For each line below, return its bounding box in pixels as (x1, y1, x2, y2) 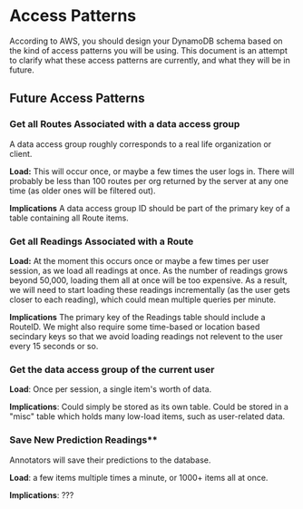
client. (9, 148, 33, 159)
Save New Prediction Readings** (9, 434, 158, 446)
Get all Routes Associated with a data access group (9, 118, 240, 131)
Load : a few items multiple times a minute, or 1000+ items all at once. (9, 472, 269, 483)
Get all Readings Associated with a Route (9, 235, 194, 248)
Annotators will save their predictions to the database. (9, 455, 211, 465)
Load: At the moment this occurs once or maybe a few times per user (9, 255, 269, 266)
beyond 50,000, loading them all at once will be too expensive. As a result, (9, 274, 288, 286)
